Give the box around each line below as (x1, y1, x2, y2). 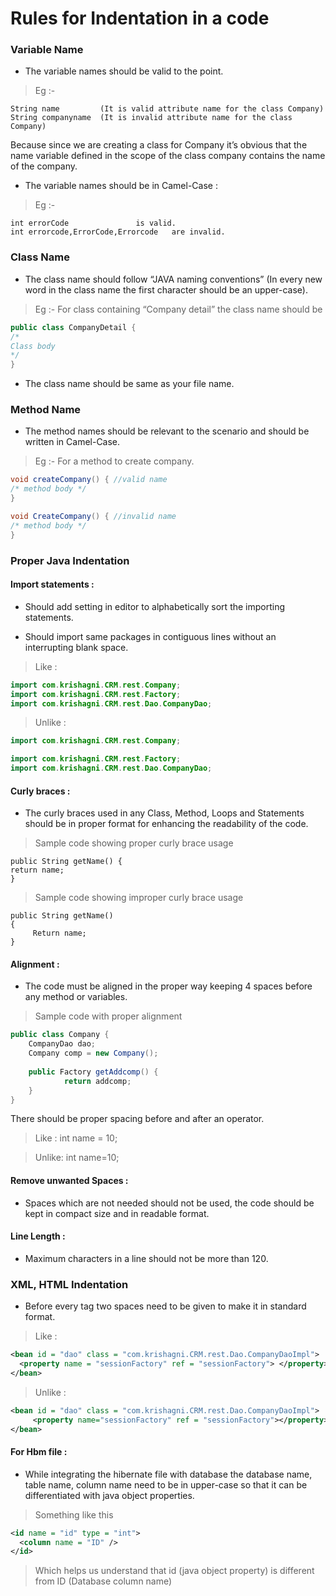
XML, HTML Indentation (10, 1277, 129, 1291)
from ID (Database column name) (34, 1575, 173, 1587)
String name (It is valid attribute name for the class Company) (10, 104, 325, 114)
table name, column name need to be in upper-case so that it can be (24, 1478, 308, 1491)
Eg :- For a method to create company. (34, 455, 195, 467)
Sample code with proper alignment (34, 1010, 183, 1022)
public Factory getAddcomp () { (28, 1067, 159, 1077)
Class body (10, 341, 56, 351)
